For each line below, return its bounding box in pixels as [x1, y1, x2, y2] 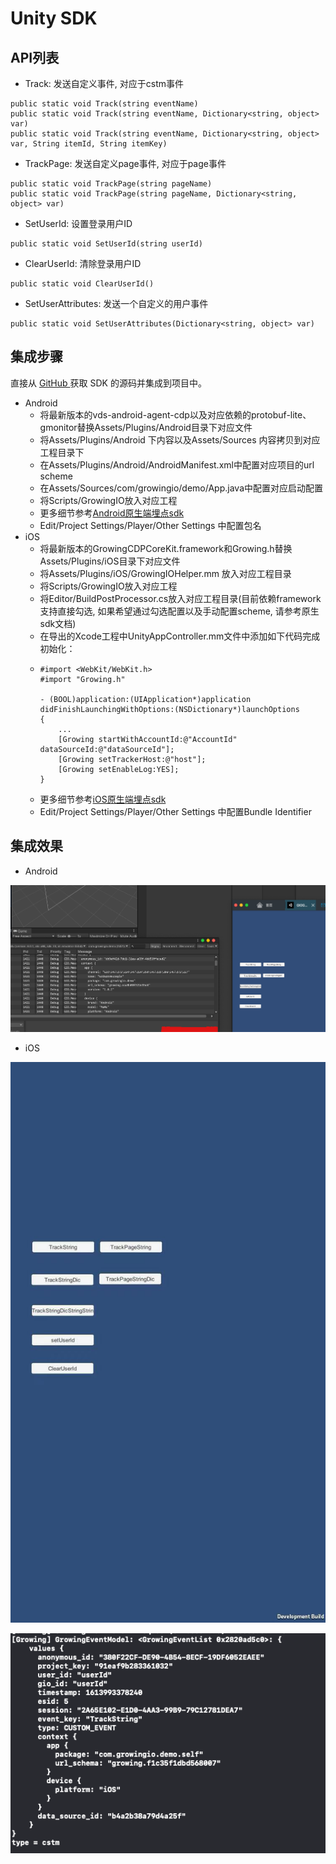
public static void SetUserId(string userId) [10, 239, 203, 249]
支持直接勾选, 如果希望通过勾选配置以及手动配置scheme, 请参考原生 [39, 605, 320, 617]
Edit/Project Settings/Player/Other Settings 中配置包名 [39, 519, 262, 531]
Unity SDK [10, 7, 98, 30]
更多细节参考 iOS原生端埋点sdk [39, 793, 167, 805]
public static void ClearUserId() [10, 279, 155, 289]
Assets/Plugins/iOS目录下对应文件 [39, 555, 181, 567]
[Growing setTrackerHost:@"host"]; [58, 754, 207, 764]
